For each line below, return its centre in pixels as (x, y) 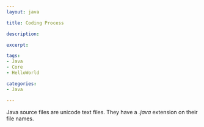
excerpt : (17, 45)
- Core (15, 67)
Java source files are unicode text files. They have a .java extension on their (102, 112)
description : (23, 34)
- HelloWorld (23, 73)
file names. (20, 118)
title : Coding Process (35, 23)
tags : (13, 56)
